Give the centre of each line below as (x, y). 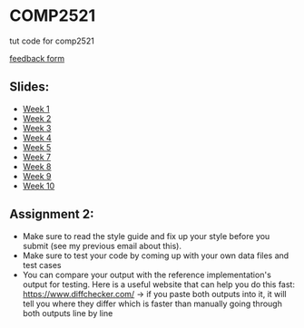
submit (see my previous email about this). (102, 246)
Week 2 (37, 118)
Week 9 (37, 176)
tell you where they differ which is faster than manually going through (152, 304)
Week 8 (37, 166)
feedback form (37, 58)
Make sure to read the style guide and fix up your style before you (146, 236)
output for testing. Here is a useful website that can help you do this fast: (158, 284)
